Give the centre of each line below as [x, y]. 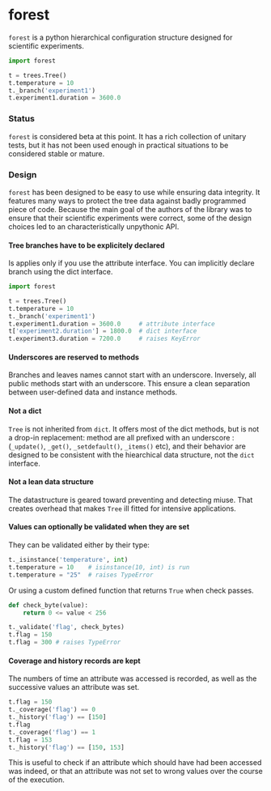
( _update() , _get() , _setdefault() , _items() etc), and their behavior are [127, 446]
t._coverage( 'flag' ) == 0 [52, 710]
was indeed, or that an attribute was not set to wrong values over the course [135, 772]
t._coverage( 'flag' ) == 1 [52, 732]
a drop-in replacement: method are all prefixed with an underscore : [121, 437]
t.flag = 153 [30, 740]
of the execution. [36, 780]
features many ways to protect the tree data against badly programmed [127, 201]
